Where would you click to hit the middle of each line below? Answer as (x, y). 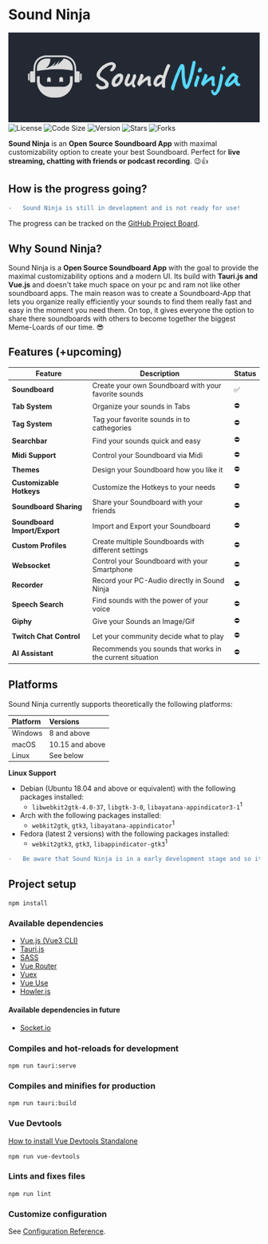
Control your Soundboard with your (150, 561)
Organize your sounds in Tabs (141, 407)
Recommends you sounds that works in (157, 649)
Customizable (35, 483)
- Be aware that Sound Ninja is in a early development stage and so (130, 859)
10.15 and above (77, 744)
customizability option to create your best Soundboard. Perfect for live (124, 152)
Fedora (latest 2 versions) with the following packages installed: (124, 833)
